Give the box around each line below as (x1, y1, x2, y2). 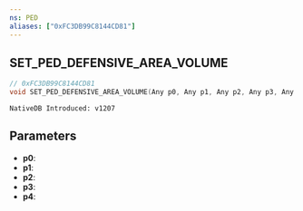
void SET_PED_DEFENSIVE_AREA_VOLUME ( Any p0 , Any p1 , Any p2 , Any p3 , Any (9, 88, 295, 97)
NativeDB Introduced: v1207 (9, 104, 116, 113)
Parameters (9, 129, 77, 144)
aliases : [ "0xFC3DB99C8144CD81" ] (9, 22, 136, 31)
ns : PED (9, 13, 39, 23)
